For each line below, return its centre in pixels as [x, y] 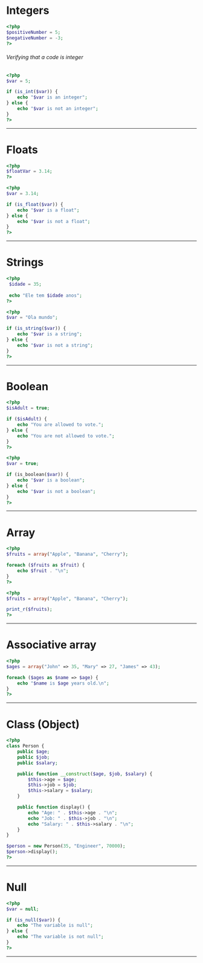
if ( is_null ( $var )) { [34, 920]
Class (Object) [43, 724]
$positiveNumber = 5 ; [34, 32]
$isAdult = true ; [28, 408]
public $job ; [34, 757]
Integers [28, 11]
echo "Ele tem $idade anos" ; [46, 295]
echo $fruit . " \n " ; [43, 571]
